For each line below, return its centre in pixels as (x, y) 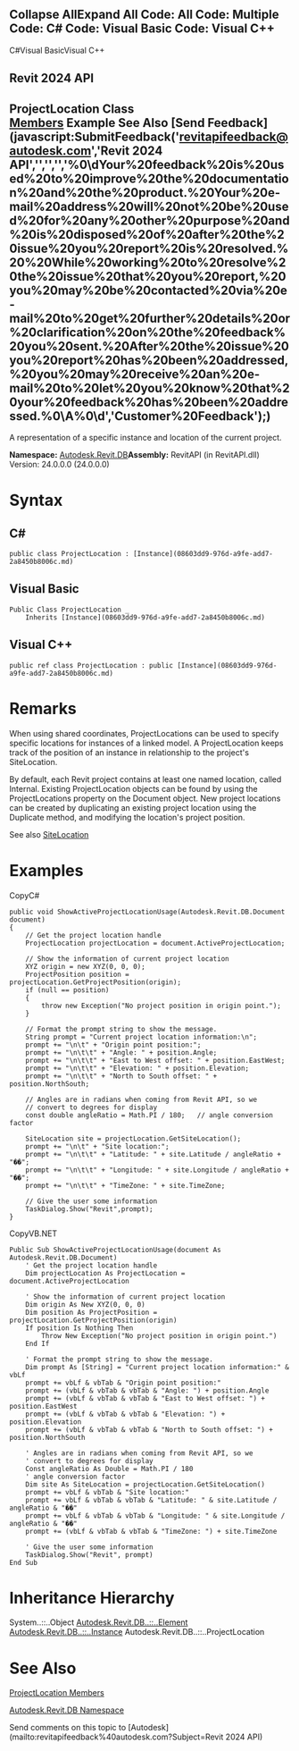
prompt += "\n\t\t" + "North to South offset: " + (121, 1076)
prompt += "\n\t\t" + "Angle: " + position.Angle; (121, 1052)
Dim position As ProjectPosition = (91, 1312)
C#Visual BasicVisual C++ (57, 50)
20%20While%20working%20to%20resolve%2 (148, 262)
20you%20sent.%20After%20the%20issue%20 (149, 346)
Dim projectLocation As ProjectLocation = (105, 1273)
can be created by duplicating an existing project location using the (133, 807)
